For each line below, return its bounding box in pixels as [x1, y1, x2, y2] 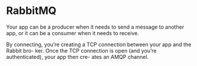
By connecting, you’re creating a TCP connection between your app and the [6, 41, 192, 48]
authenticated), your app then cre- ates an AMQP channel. [6, 53, 149, 60]
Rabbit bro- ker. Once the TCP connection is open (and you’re [6, 47, 157, 54]
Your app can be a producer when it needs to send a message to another [6, 23, 185, 30]
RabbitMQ [6, 4, 57, 18]
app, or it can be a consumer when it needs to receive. [6, 29, 139, 36]
